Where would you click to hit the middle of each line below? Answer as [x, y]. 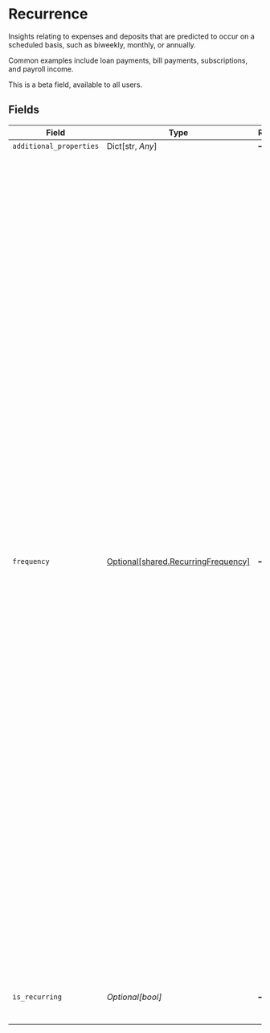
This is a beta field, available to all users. [76, 84]
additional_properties [55, 146]
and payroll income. [41, 68]
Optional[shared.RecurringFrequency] [178, 562]
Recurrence [48, 14]
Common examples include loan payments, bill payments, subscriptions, [128, 60]
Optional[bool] [134, 997]
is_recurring [37, 997]
